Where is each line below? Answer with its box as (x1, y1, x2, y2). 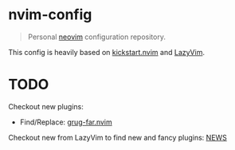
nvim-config (8, 6, 92, 24)
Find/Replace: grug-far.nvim (19, 117, 113, 127)
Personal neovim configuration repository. (27, 32, 166, 41)
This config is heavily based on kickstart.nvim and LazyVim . (8, 47, 206, 57)
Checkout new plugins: (8, 101, 84, 111)
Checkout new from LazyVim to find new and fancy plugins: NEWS (8, 132, 227, 142)
